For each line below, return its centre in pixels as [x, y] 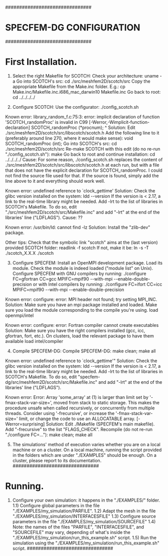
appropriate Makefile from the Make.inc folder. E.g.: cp [69, 86]
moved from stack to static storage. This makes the [106, 402]
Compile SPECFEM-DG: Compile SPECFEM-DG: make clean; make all [84, 351]
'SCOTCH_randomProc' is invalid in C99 [47, 122]
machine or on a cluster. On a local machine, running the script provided [87, 450]
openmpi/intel [20, 315]
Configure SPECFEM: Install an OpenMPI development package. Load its [88, 263]
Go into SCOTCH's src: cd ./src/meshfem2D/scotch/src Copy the [83, 81]
